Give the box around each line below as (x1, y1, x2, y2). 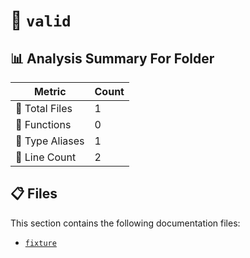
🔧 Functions (15, 118, 72, 131)
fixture (24, 238, 57, 248)
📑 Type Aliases (15, 134, 85, 148)
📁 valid (10, 9, 72, 32)
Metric (33, 85, 67, 98)
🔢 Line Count (15, 150, 77, 164)
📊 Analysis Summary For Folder (10, 50, 215, 67)
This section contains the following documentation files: (10, 217, 241, 229)
